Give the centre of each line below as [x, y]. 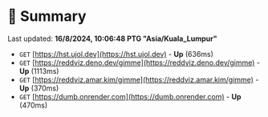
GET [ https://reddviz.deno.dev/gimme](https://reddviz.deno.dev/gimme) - [140, 63]
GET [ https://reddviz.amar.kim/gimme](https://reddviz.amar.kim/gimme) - [139, 79]
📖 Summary [47, 16]
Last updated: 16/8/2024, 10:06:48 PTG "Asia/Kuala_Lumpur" [112, 38]
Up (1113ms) [39, 71]
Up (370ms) [39, 88]
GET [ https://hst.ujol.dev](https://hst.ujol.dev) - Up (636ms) [116, 54]
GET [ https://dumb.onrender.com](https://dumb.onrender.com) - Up [130, 96]
